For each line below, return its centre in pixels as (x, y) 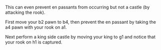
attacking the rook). (25, 12)
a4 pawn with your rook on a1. (36, 27)
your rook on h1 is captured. (34, 42)
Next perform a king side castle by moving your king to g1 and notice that (80, 37)
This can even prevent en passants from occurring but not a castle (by (78, 7)
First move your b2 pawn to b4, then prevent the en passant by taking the (80, 22)
